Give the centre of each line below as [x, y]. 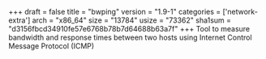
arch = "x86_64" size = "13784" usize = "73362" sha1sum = [132, 20]
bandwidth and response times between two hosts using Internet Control [131, 37]
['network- [240, 12]
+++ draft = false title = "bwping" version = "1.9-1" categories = [115, 12]
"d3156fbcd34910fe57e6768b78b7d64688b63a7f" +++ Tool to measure [129, 29]
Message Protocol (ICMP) [51, 46]
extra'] [19, 20]
